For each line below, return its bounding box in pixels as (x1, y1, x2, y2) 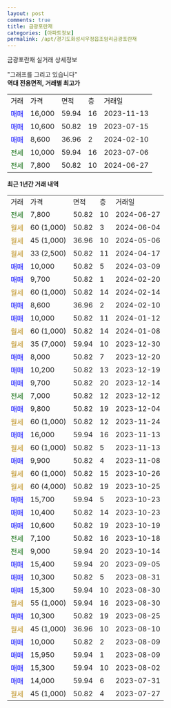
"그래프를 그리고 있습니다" (7, 70, 78, 79)
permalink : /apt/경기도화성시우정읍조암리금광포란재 (7, 36, 137, 43)
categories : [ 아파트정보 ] (7, 29, 74, 37)
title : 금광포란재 (7, 23, 53, 30)
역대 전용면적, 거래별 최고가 (7, 79, 81, 87)
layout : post (7, 10, 45, 17)
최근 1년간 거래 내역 (7, 180, 59, 189)
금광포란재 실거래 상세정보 (7, 56, 78, 64)
